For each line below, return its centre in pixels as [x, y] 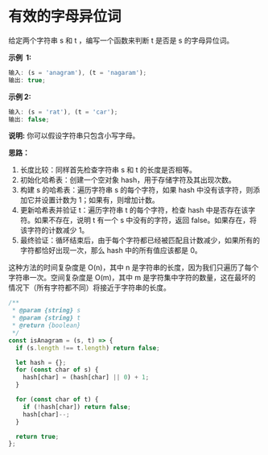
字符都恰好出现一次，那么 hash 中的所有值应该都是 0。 [111, 250]
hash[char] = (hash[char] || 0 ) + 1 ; [86, 378]
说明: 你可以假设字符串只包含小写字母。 [74, 136]
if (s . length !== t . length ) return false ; [88, 348]
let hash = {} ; [41, 362]
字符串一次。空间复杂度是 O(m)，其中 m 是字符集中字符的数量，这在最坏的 [132, 278]
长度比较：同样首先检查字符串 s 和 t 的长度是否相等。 [108, 170]
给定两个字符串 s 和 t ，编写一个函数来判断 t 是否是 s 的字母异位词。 [121, 40]
